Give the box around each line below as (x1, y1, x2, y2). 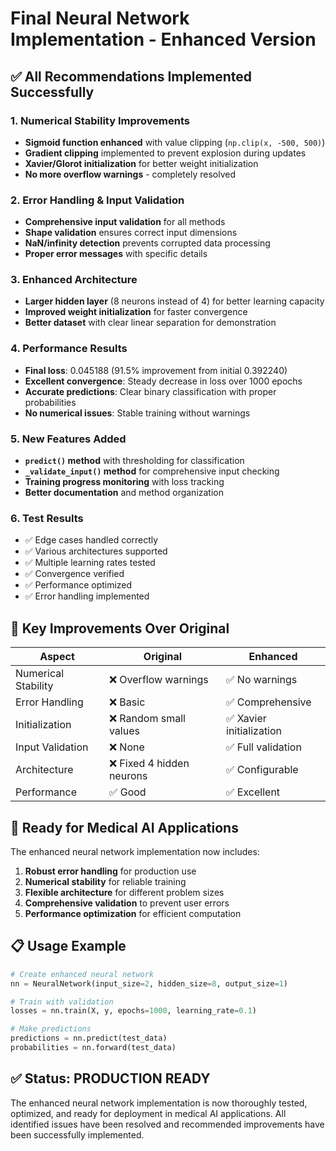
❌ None (108, 740, 145, 754)
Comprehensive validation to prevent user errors (24, 897, 230, 909)
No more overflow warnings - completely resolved (24, 168, 236, 180)
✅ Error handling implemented (24, 590, 150, 602)
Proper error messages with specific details (24, 248, 208, 260)
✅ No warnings (226, 673, 298, 687)
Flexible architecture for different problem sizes (24, 886, 225, 898)
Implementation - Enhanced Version (10, 28, 317, 51)
